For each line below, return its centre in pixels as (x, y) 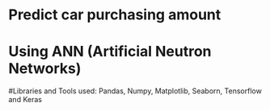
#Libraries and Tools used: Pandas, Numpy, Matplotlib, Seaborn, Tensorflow (135, 91)
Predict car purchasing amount (115, 15)
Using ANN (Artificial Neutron (110, 52)
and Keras (25, 100)
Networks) (45, 69)
